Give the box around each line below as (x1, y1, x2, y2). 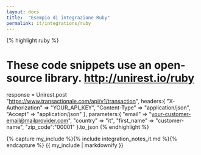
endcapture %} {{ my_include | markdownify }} (6, 142, 124, 149)
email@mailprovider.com (6, 117, 69, 125)
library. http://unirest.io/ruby (44, 71, 195, 85)
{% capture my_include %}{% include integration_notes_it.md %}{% (6, 135, 178, 143)
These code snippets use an (6, 58, 152, 72)
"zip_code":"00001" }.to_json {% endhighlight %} (25, 123, 149, 131)
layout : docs (6, 9, 40, 15)
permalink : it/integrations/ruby (6, 20, 91, 26)
